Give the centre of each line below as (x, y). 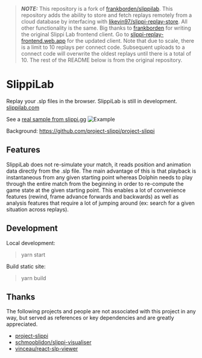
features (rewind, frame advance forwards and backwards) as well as (93, 196)
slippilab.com (23, 107)
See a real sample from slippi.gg (46, 119)
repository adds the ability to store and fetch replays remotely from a (106, 15)
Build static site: (26, 266)
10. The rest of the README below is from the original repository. (102, 60)
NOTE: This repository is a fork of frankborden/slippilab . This (97, 9)
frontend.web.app (43, 41)
